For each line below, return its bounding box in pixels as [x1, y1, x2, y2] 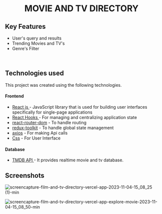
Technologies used [5, 69, 64, 78]
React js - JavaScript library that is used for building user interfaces [12, 104, 147, 110]
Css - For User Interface [12, 135, 61, 141]
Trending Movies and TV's [12, 40, 65, 46]
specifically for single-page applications [12, 109, 93, 115]
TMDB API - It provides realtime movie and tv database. [12, 157, 124, 163]
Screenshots [5, 171, 45, 179]
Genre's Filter [12, 46, 40, 51]
